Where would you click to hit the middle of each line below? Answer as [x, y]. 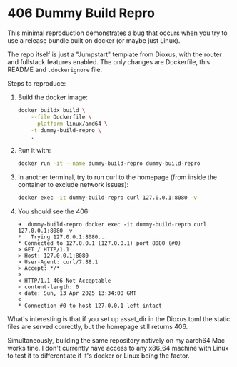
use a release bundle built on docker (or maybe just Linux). [94, 40]
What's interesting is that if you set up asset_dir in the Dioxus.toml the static [119, 319]
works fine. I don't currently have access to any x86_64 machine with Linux [118, 348]
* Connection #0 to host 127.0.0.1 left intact [90, 306]
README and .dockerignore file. [55, 69]
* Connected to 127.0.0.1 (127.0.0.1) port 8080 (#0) [99, 243]
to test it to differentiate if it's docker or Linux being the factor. [99, 356]
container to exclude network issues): [73, 185]
